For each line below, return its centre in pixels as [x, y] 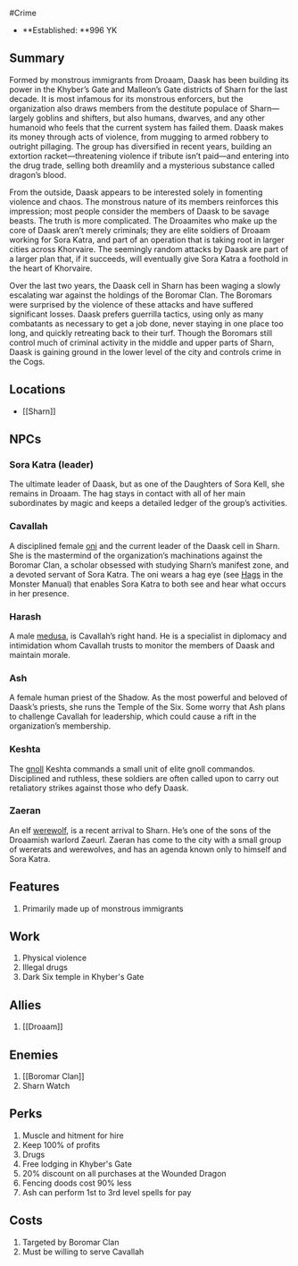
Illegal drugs [45, 967]
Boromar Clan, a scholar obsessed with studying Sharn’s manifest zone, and [149, 565]
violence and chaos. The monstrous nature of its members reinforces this [144, 201]
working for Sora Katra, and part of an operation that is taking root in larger [147, 240]
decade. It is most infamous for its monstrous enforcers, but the [126, 98]
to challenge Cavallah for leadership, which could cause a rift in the [133, 717]
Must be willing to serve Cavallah [83, 1252]
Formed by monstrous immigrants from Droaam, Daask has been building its [149, 80]
